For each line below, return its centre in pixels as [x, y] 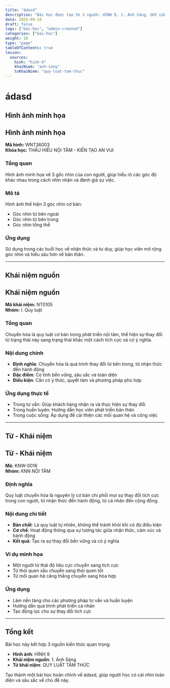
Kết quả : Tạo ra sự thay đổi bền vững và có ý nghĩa [66, 541]
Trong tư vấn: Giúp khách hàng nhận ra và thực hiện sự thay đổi [79, 404]
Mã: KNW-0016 [22, 465]
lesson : [13, 52]
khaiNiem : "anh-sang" [37, 67]
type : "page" [19, 43]
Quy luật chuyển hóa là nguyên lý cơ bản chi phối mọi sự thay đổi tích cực [82, 495]
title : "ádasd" [21, 10]
